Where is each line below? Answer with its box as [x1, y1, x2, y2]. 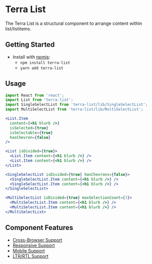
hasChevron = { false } [10, 135, 51, 140]
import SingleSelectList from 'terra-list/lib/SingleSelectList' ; [5, 102, 148, 107]
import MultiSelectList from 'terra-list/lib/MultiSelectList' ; [5, 107, 143, 112]
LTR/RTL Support [12, 253, 49, 259]
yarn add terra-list [20, 65, 64, 70]
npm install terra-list [20, 60, 71, 65]
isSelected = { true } [10, 125, 49, 130]
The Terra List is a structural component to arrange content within [5, 20, 142, 26]
